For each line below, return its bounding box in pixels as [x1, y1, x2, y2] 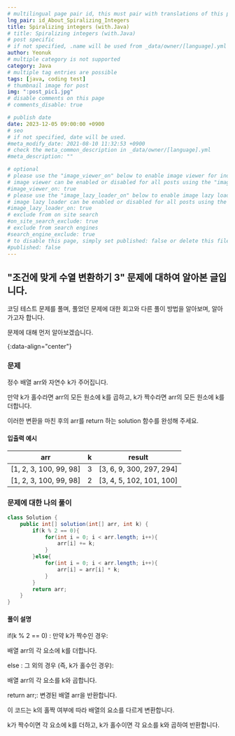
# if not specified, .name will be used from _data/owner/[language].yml [7, 43, 227, 50]
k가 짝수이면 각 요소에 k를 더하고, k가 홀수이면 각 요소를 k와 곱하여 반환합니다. [7, 721, 220, 729]
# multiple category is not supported [7, 56, 120, 63]
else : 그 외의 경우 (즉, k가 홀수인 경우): [7, 661, 114, 669]
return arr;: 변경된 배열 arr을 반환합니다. [7, 691, 117, 700]
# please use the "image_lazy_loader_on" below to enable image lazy [7, 192, 215, 199]
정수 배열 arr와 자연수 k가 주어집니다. [7, 378, 108, 387]
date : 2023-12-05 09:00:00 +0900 [7, 120, 105, 127]
